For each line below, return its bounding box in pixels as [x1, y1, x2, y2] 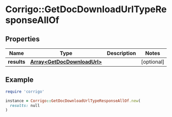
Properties [5, 35, 40, 43]
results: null [10, 103, 40, 108]
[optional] [140, 58, 165, 65]
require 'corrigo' [5, 89, 45, 94]
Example [5, 75, 34, 84]
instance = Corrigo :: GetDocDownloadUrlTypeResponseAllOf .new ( [5, 98, 141, 103]
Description [106, 50, 136, 56]
